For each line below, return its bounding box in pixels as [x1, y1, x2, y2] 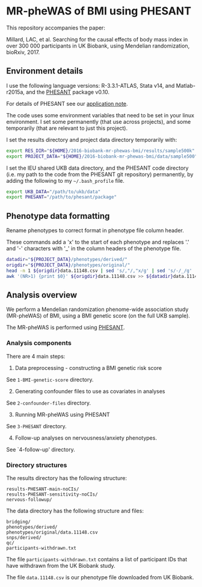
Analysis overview [6, 290, 78, 300]
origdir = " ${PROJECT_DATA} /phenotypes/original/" [6, 262, 130, 268]
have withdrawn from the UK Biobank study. [6, 562, 115, 569]
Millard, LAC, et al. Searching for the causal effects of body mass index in [6, 35, 188, 43]
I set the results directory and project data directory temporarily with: [6, 136, 177, 143]
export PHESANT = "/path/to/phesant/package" [6, 194, 117, 200]
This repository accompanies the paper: [6, 24, 105, 31]
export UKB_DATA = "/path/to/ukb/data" [6, 188, 101, 195]
